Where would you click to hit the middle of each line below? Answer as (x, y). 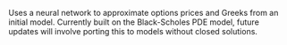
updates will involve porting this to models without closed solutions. (133, 31)
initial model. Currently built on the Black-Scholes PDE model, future (134, 22)
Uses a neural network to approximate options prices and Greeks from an (143, 13)
